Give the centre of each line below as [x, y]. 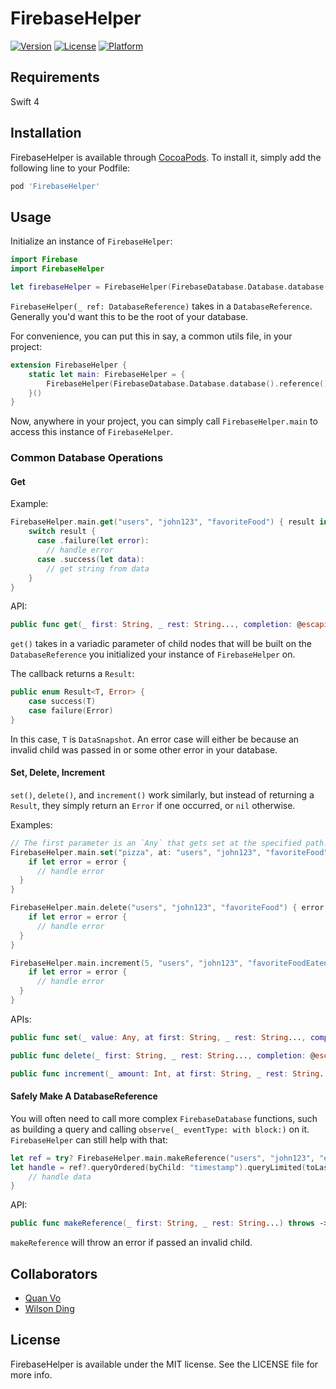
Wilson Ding [49, 1308]
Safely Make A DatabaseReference [84, 1096]
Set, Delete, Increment [58, 773]
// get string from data [98, 568]
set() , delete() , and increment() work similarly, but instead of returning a [162, 794]
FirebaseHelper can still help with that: [89, 1139]
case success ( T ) [62, 702]
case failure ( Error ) [71, 711]
